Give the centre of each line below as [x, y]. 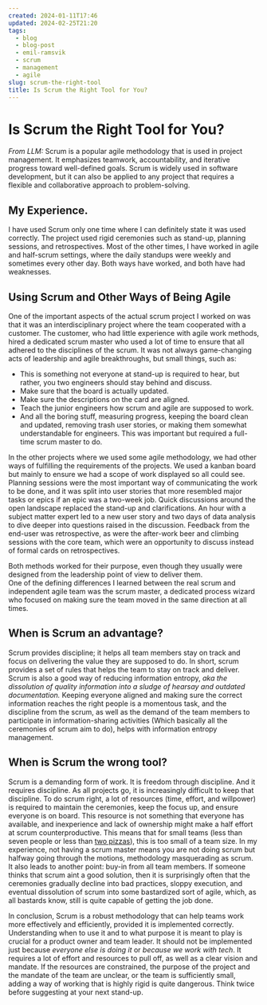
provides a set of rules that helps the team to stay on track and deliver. [124, 669]
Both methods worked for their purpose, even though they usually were [126, 566]
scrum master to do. [69, 441]
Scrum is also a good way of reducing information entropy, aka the [118, 678]
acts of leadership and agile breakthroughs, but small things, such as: [122, 358]
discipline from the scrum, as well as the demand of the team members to [129, 711]
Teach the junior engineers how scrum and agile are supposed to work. [137, 408]
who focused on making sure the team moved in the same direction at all [128, 600]
